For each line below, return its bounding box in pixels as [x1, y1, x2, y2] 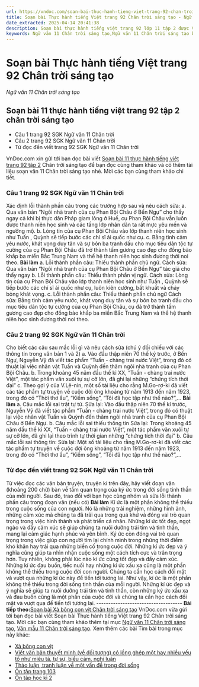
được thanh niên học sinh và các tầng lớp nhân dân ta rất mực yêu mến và [6, 221, 187, 229]
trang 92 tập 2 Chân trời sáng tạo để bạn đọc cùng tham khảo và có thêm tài [6, 161, 193, 168]
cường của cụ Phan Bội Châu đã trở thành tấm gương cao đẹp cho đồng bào [6, 246, 192, 254]
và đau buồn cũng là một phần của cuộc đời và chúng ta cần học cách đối [6, 593, 187, 600]
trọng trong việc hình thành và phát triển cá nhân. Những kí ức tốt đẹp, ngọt [6, 517, 191, 524]
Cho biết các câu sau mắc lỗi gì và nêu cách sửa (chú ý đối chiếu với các [6, 344, 184, 351]
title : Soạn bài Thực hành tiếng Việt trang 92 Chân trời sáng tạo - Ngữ [6, 14, 192, 20]
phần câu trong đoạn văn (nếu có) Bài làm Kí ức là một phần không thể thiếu [6, 498, 192, 505]
